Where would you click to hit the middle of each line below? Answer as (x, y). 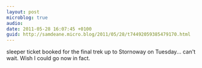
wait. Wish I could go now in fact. (49, 58)
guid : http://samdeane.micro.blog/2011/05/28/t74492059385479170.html (99, 35)
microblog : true (27, 18)
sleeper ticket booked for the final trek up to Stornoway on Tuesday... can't (101, 52)
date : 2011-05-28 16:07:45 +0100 (49, 29)
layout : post (23, 12)
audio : (15, 23)
